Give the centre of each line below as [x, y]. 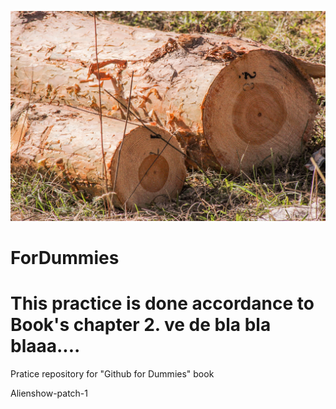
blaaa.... [45, 346]
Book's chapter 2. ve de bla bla [141, 325]
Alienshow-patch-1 [49, 393]
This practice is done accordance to [162, 303]
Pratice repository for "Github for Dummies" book [112, 373]
